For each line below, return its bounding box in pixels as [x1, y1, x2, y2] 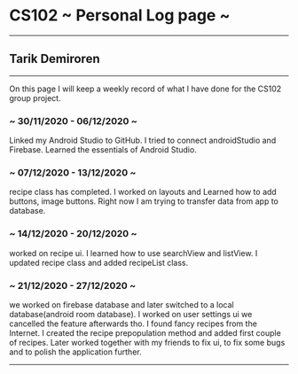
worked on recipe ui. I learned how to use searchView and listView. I [9, 247, 258, 258]
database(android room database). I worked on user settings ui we [9, 308, 253, 319]
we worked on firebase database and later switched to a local [9, 299, 234, 310]
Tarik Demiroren [9, 51, 100, 66]
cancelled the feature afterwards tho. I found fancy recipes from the [9, 318, 257, 329]
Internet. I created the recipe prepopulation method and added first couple [9, 327, 281, 338]
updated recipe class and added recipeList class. [9, 257, 189, 268]
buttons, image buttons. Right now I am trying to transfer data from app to [9, 196, 279, 206]
